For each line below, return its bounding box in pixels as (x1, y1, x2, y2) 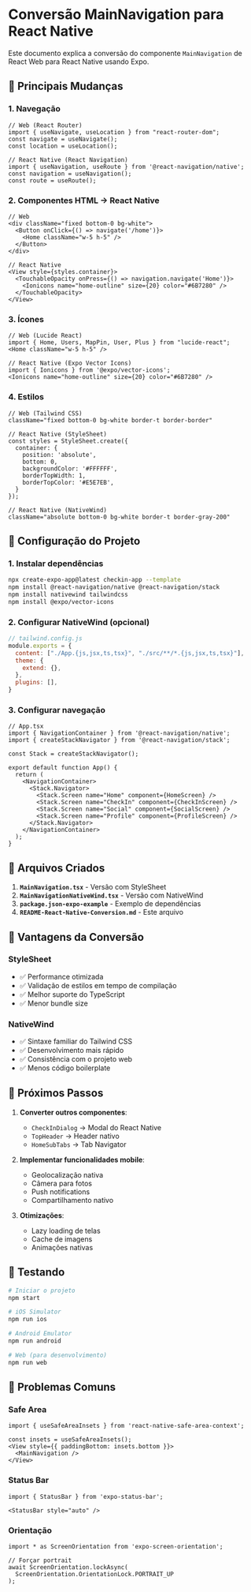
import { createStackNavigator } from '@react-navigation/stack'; (8, 736, 231, 744)
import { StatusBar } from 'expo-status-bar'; (8, 1493, 164, 1500)
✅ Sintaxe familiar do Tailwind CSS (19, 1036, 132, 1047)
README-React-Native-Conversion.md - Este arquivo (19, 908, 183, 917)
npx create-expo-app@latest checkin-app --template (8, 576, 181, 584)
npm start (8, 1294, 41, 1302)
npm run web (8, 1358, 47, 1366)
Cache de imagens (31, 1234, 93, 1244)
